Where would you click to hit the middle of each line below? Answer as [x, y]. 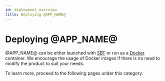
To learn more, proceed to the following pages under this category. [74, 73]
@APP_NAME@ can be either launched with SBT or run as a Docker [75, 53]
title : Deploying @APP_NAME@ [35, 14]
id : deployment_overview [31, 10]
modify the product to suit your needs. [45, 63]
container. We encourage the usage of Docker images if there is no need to [82, 58]
